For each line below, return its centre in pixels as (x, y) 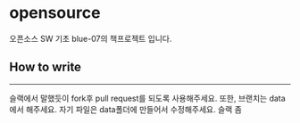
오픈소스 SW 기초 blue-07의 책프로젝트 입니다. (91, 38)
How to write (46, 67)
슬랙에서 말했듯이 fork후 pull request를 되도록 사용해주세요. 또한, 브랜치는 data (147, 98)
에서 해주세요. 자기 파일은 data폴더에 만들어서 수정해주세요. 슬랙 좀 (126, 109)
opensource (55, 13)
